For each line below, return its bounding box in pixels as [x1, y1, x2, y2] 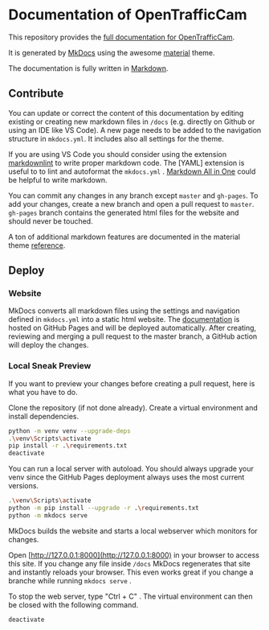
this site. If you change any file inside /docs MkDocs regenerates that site [8, 558, 251, 568]
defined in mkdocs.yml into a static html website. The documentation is [8, 315, 240, 324]
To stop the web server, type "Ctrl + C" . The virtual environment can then [8, 591, 253, 601]
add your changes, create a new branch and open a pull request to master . [8, 199, 255, 208]
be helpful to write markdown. [8, 175, 108, 184]
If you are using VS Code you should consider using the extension [8, 149, 227, 159]
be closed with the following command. [8, 599, 139, 609]
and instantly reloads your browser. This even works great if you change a [8, 567, 254, 577]
